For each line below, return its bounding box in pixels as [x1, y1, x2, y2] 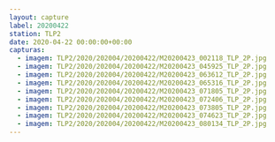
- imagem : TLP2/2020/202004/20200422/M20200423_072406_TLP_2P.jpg [17, 94, 267, 104]
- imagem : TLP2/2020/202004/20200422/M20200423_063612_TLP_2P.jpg [17, 71, 267, 79]
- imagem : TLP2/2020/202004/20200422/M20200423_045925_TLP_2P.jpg [17, 63, 267, 71]
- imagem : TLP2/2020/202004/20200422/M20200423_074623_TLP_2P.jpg [17, 111, 267, 120]
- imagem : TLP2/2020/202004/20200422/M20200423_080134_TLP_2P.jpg [17, 120, 267, 129]
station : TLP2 [9, 29, 62, 38]
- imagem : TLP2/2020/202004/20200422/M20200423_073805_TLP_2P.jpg [17, 103, 267, 112]
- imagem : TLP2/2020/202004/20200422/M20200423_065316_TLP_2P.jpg [17, 78, 267, 87]
